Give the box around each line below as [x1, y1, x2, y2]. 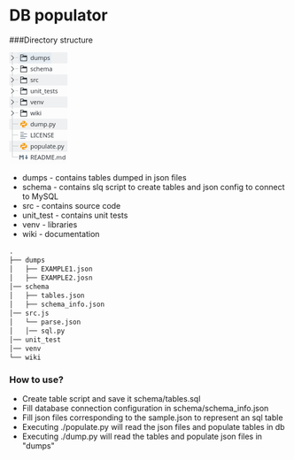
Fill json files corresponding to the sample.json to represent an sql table [21, 412, 283, 423]
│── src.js [9, 309, 50, 318]
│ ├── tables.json [9, 291, 86, 300]
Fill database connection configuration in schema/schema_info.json [21, 403, 269, 414]
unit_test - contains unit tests [21, 210, 128, 220]
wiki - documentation [21, 228, 100, 239]
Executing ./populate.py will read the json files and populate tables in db [21, 422, 285, 433]
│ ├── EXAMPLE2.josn [9, 273, 93, 282]
